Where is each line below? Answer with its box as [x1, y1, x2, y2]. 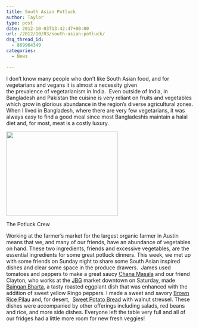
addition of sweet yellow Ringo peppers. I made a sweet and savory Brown [6, 289, 189, 296]
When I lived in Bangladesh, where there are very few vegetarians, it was [6, 107, 185, 114]
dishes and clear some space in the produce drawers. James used [6, 264, 171, 271]
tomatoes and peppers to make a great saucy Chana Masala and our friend [6, 270, 191, 277]
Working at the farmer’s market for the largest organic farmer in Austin [6, 232, 179, 239]
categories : [6, 48, 36, 54]
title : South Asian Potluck [6, 8, 76, 15]
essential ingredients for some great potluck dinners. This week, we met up [6, 251, 191, 258]
